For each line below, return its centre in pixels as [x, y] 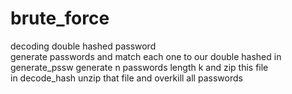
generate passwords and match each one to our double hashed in [146, 56]
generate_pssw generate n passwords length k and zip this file [139, 67]
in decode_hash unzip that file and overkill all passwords [126, 78]
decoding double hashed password [83, 46]
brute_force [60, 18]
